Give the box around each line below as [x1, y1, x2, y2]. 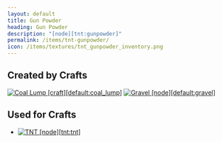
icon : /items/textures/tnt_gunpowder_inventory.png [7, 43, 163, 50]
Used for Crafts [7, 109, 77, 121]
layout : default [7, 10, 55, 18]
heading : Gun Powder [7, 23, 69, 30]
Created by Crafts [7, 69, 87, 81]
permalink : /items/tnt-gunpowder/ [7, 37, 110, 44]
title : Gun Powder [7, 17, 62, 24]
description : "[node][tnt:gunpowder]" [7, 30, 122, 38]
